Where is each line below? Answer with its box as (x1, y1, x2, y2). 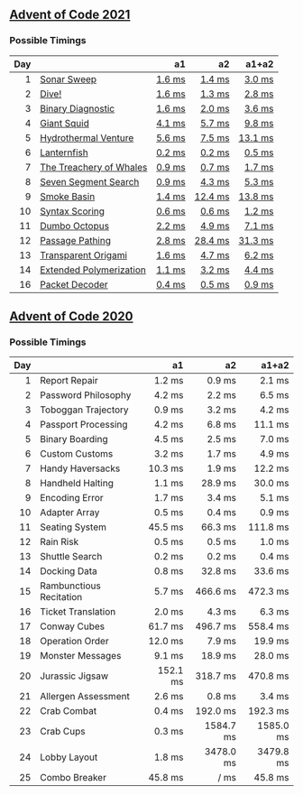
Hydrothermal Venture (40, 131, 134, 143)
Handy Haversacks (40, 462, 121, 475)
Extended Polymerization (40, 263, 146, 276)
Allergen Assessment (40, 690, 131, 703)
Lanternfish (40, 146, 88, 159)
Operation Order (40, 635, 110, 648)
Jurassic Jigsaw (40, 670, 109, 682)
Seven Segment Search (40, 175, 140, 188)
